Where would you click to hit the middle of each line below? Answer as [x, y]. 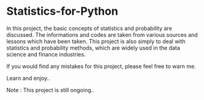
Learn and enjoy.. [28, 78]
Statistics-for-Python [62, 11]
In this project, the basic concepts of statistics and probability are [89, 28]
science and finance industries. [46, 54]
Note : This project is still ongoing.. [50, 90]
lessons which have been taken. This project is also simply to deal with [96, 41]
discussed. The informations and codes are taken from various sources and [102, 34]
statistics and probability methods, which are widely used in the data [93, 48]
